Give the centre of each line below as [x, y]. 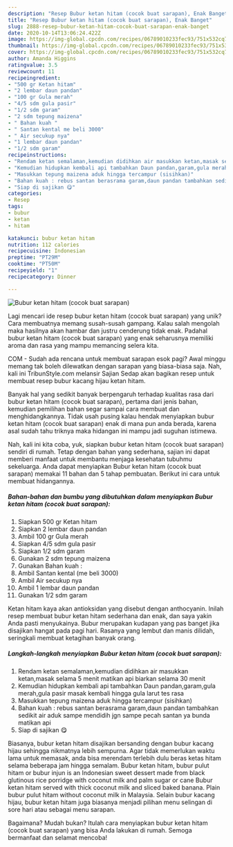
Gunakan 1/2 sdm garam [53, 595]
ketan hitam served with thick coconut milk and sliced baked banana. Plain [114, 787]
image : [17, 39]
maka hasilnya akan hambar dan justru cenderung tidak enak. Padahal [108, 331]
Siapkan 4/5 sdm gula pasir [57, 543]
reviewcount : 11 [31, 71]
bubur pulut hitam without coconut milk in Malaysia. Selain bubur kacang [111, 794]
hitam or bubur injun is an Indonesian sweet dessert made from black [106, 772]
